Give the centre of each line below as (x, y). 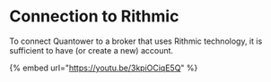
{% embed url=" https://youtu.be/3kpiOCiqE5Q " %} (104, 68)
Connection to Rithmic (94, 16)
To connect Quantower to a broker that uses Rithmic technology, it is (136, 41)
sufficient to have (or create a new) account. (91, 50)
